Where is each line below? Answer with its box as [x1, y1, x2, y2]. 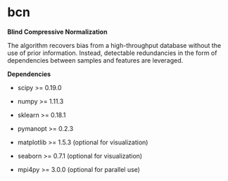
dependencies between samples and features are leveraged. [7, 56, 184, 64]
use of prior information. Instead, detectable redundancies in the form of [7, 49, 217, 57]
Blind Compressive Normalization [7, 27, 108, 36]
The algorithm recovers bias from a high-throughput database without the [7, 41, 222, 49]
